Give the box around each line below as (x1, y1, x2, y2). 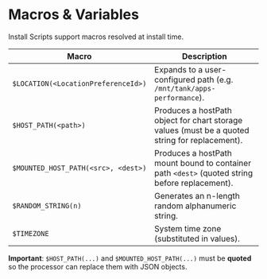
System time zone (154, 223, 222, 234)
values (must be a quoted (154, 125, 250, 136)
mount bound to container (154, 157, 252, 169)
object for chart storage (154, 114, 243, 126)
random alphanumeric (154, 200, 237, 211)
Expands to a (154, 64, 203, 75)
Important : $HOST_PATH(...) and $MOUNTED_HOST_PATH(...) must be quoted (8, 253, 252, 263)
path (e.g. (197, 74, 234, 85)
